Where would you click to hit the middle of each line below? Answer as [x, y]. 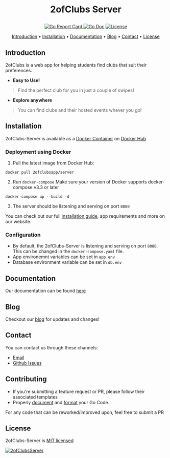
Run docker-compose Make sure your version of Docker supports [80, 182]
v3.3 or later [46, 188]
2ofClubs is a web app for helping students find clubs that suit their [76, 65]
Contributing [26, 379]
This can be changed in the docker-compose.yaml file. [68, 252]
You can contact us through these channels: [52, 347]
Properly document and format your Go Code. [61, 402]
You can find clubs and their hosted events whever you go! [80, 110]
